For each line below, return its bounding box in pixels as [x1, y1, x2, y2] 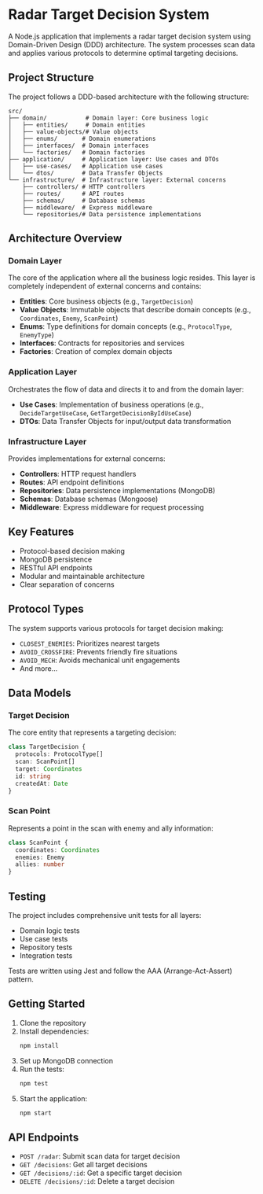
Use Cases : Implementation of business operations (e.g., [19, 400, 204, 409]
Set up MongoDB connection [19, 1056, 114, 1065]
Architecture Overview [8, 232, 122, 245]
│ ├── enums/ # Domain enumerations [8, 135, 156, 142]
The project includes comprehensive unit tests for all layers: [8, 910, 202, 919]
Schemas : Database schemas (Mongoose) [19, 494, 159, 504]
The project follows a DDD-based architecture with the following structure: [8, 92, 250, 101]
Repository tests [19, 942, 73, 952]
